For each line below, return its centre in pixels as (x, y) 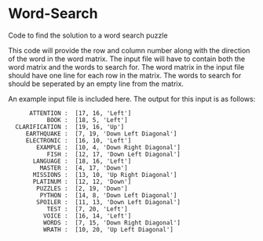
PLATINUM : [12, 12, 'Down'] (82, 182)
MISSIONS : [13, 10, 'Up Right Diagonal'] (105, 174)
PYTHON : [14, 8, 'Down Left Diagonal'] (108, 195)
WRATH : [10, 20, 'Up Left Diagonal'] (108, 229)
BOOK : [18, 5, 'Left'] (87, 120)
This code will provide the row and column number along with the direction (129, 50)
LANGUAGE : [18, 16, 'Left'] (82, 161)
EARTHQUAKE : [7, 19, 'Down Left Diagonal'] (101, 134)
